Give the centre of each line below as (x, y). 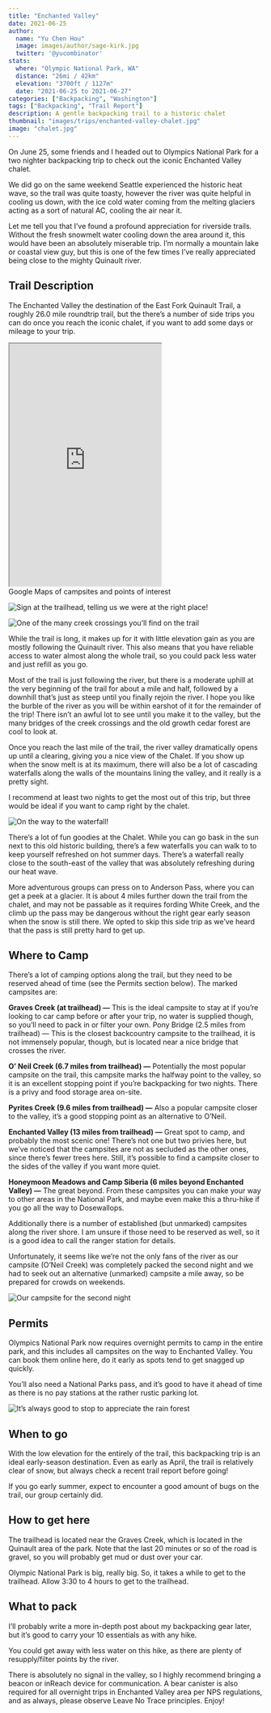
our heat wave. (33, 871)
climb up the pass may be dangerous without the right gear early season (129, 913)
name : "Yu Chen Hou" (50, 38)
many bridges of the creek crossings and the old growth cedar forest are (129, 723)
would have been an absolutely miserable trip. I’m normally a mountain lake (133, 243)
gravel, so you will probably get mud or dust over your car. (106, 1557)
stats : (19, 61)
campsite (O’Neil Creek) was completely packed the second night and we (131, 1265)
